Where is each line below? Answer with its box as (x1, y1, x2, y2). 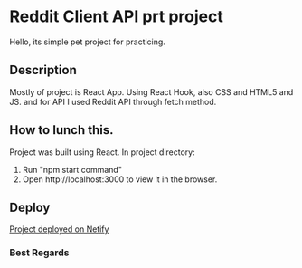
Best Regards (9, 246, 70, 259)
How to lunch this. (9, 122, 114, 138)
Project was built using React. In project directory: (9, 147, 196, 158)
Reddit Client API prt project (9, 6, 223, 27)
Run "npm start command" (22, 164, 122, 175)
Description (9, 62, 77, 78)
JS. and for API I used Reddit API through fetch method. (9, 96, 217, 107)
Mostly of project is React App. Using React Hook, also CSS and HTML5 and (9, 86, 294, 97)
